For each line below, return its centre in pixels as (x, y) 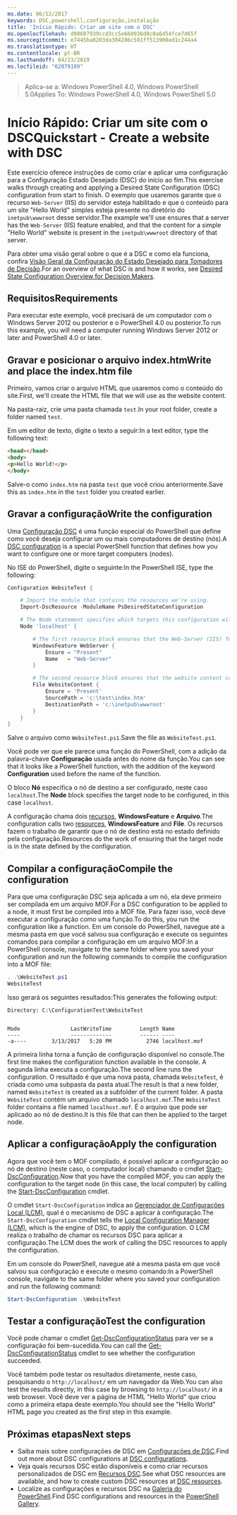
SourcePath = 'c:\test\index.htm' (96, 698)
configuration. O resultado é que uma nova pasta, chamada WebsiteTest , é (115, 1077)
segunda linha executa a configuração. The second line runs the (100, 1069)
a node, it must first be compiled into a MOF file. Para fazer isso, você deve (116, 912)
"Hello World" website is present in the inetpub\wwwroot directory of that (112, 232)
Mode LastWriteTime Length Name (91, 1029)
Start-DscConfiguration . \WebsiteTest (64, 1299)
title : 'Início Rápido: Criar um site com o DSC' (82, 27)
